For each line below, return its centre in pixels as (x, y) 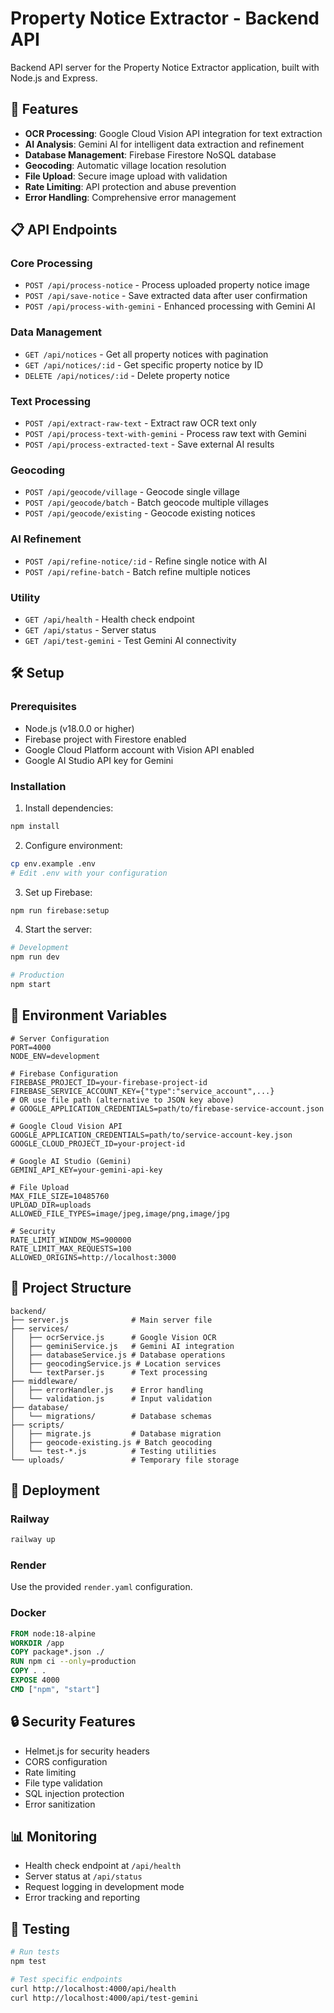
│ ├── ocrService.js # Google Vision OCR (113, 1337)
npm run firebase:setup (60, 910)
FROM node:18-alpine (53, 1633)
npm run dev (35, 957)
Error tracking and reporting (82, 1898)
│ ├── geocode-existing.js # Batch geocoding (111, 1442)
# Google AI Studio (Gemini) (71, 1161)
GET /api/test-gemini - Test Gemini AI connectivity (130, 640)
